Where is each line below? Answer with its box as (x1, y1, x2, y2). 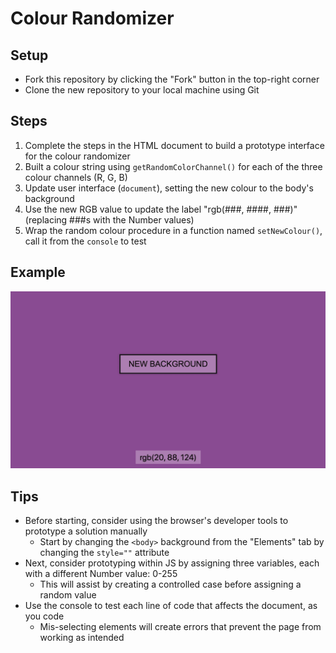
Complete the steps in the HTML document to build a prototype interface (24, 139, 325, 151)
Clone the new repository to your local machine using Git (24, 84, 260, 96)
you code (24, 610, 65, 622)
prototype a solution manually (24, 525, 148, 537)
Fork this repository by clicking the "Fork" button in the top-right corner (24, 73, 320, 85)
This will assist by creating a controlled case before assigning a (39, 578, 302, 590)
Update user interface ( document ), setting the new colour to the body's (24, 182, 314, 194)
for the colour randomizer (24, 150, 131, 162)
